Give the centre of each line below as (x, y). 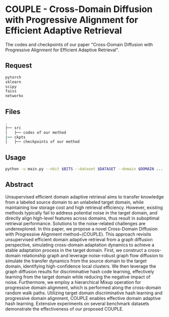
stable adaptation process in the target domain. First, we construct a (76, 250)
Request (19, 66)
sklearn (13, 82)
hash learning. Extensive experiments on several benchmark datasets (77, 303)
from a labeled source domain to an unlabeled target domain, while (75, 202)
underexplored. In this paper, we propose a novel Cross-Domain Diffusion (81, 229)
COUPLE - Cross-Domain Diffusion (79, 9)
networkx (14, 96)
